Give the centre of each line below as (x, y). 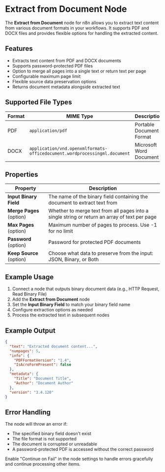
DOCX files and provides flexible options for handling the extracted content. (82, 33)
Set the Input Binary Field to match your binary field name (71, 304)
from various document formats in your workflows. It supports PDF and (77, 28)
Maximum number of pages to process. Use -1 (103, 225)
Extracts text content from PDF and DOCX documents (67, 61)
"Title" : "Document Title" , (42, 378)
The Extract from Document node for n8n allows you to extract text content (82, 23)
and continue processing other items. (43, 464)
